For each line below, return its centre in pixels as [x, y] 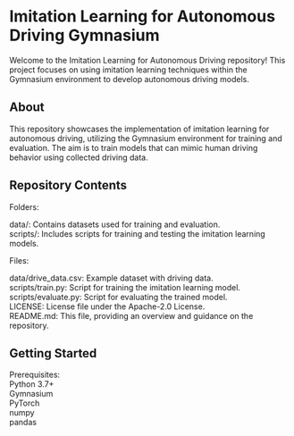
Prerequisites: [35, 375]
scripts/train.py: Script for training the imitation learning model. [125, 287]
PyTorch [25, 403]
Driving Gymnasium [84, 35]
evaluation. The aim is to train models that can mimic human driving [134, 147]
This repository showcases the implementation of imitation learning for [139, 129]
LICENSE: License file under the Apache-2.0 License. [107, 306]
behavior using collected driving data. [79, 157]
